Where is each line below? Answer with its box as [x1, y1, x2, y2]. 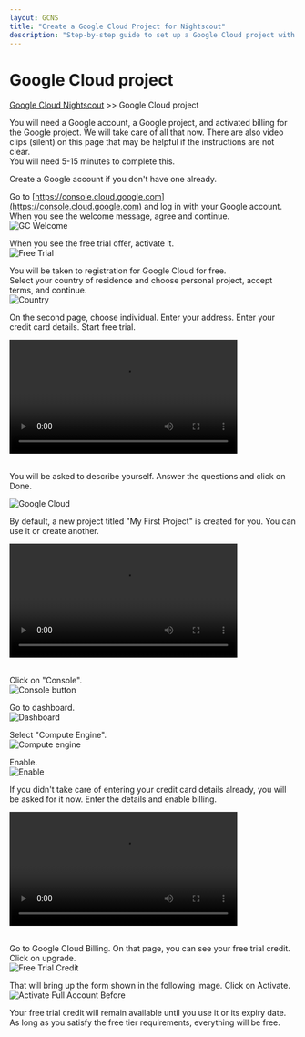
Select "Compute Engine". [9, 730, 107, 741]
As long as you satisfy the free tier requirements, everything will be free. [9, 1017, 280, 1028]
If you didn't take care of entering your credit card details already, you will [9, 785, 287, 796]
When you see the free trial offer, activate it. [9, 238, 175, 249]
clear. [9, 147, 30, 158]
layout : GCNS [9, 13, 59, 23]
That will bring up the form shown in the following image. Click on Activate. [9, 981, 291, 991]
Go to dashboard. [9, 703, 76, 714]
